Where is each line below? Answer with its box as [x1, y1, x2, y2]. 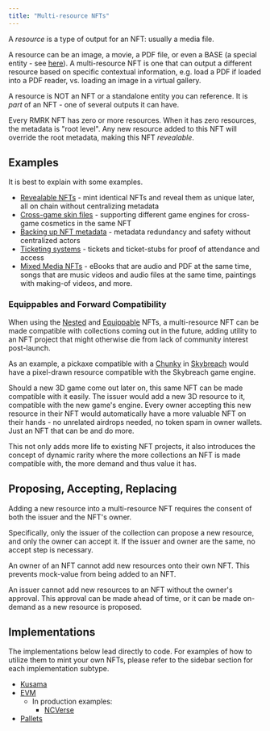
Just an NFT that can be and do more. [8, 426, 135, 435]
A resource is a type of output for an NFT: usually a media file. [8, 34, 215, 44]
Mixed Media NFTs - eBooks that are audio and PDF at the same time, [19, 262, 252, 271]
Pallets [19, 714, 43, 724]
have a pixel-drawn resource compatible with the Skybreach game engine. [8, 367, 256, 376]
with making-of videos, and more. [19, 279, 133, 288]
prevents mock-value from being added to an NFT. [8, 569, 177, 578]
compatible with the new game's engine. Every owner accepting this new [8, 400, 251, 410]
